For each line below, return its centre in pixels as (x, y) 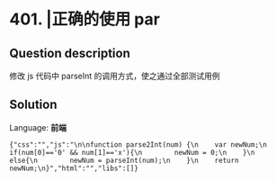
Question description (70, 53)
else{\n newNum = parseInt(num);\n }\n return (125, 160)
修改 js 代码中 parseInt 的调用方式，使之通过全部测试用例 (115, 76)
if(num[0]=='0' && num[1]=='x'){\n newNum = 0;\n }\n (132, 152)
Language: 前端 (38, 127)
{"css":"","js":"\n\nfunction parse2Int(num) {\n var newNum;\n (138, 145)
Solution (33, 105)
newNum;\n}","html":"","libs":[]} (74, 168)
